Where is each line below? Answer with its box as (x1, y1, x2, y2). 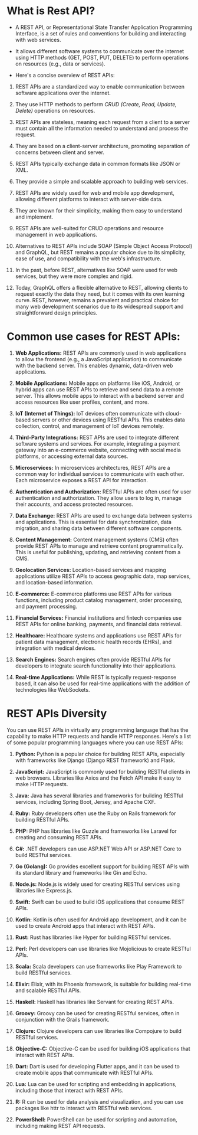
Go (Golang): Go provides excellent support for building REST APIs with (15, 863, 190, 870)
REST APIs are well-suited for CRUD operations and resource (15, 224, 164, 231)
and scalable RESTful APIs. (15, 987, 81, 994)
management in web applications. (15, 231, 98, 238)
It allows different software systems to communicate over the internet (15, 47, 184, 54)
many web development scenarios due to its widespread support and (15, 303, 184, 310)
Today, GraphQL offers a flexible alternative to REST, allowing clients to (15, 284, 188, 291)
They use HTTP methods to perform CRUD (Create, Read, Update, (15, 100, 177, 107)
